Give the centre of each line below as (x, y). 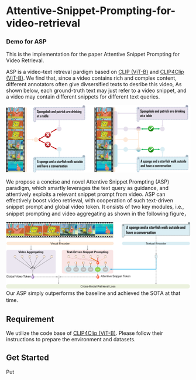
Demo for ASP (26, 42)
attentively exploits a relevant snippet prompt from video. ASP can (86, 194)
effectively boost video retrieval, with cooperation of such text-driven (90, 200)
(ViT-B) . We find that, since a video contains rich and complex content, (91, 78)
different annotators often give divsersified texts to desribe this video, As (94, 84)
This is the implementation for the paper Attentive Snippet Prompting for (93, 55)
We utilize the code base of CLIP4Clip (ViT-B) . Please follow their (85, 333)
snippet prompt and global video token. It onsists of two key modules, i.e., (95, 206)
